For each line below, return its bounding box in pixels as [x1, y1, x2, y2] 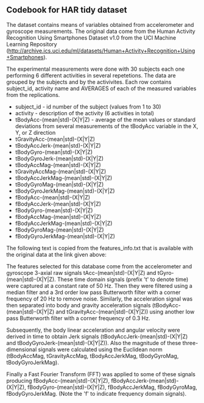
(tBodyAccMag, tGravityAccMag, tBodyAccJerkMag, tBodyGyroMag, [6, 352, 179, 359]
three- [182, 339, 199, 346]
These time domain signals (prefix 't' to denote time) [57, 276, 189, 283]
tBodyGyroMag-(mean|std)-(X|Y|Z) [15, 180, 104, 188]
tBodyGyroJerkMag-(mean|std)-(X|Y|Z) [15, 187, 115, 194]
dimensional [6, 346, 37, 353]
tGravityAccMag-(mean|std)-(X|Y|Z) [15, 168, 107, 175]
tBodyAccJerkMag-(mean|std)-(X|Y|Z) [15, 174, 113, 182]
